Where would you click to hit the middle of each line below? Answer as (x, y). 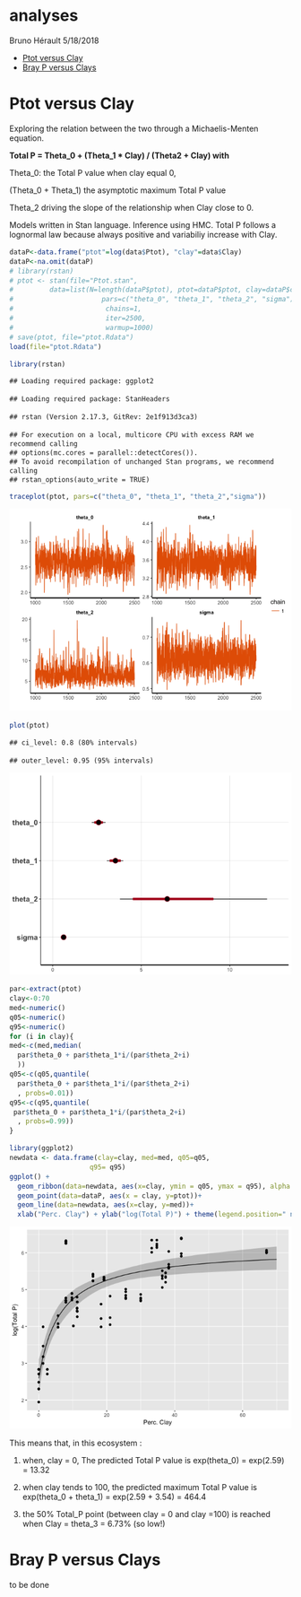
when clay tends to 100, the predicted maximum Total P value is (140, 1488)
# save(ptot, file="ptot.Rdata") (72, 337)
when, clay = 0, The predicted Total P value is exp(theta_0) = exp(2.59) (153, 1461)
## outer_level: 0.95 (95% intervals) (82, 761)
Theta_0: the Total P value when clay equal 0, (93, 172)
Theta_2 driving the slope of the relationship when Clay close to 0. (131, 207)
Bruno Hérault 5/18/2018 (54, 40)
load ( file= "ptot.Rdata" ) (56, 346)
